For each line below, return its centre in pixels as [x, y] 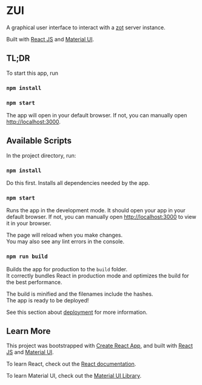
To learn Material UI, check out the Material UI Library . [74, 376]
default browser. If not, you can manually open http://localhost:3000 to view [101, 217]
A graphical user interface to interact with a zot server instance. [86, 27]
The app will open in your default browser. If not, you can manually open [97, 115]
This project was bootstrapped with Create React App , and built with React [99, 346]
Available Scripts [39, 141]
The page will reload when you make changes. [65, 235]
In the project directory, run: [41, 155]
